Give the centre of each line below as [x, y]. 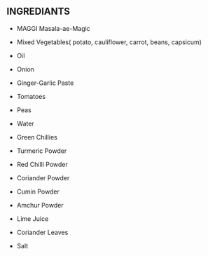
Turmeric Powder [42, 151]
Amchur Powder [40, 205]
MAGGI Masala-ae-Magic [53, 28]
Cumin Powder [38, 191]
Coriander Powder [43, 177]
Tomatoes [31, 96]
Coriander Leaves [42, 232]
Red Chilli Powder [42, 164]
